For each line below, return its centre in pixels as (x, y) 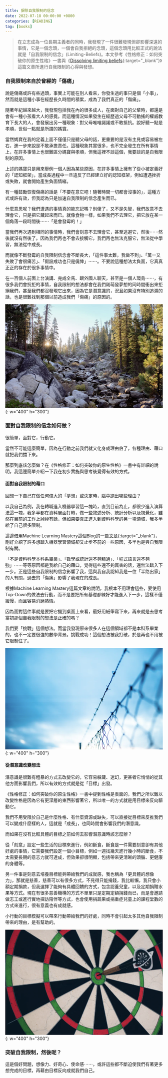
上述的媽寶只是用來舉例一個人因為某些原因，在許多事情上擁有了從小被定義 (82, 169)
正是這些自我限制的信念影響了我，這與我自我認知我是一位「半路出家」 (90, 571)
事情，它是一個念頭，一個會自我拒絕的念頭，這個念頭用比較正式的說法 (90, 48)
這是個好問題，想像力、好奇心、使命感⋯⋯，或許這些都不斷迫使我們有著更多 (84, 1064)
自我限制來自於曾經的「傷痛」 (41, 81)
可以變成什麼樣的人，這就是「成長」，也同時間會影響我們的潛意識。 (74, 823)
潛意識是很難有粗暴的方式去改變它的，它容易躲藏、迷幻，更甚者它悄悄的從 (82, 777)
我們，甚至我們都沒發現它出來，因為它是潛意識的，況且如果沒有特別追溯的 (86, 291)
